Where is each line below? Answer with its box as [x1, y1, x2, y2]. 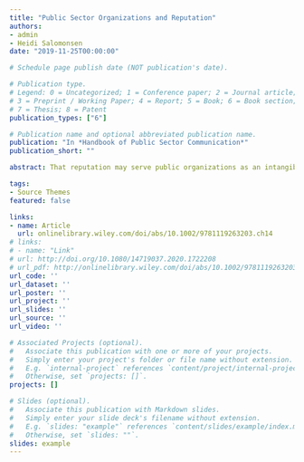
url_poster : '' [9, 288, 67, 297]
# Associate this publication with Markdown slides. [9, 405, 221, 414]
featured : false [9, 196, 71, 205]
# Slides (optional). [9, 397, 91, 406]
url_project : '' [9, 296, 71, 306]
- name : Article [9, 221, 71, 230]
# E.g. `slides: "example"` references [9, 422, 168, 431]
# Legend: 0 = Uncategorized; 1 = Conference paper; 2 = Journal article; [9, 88, 298, 97]
